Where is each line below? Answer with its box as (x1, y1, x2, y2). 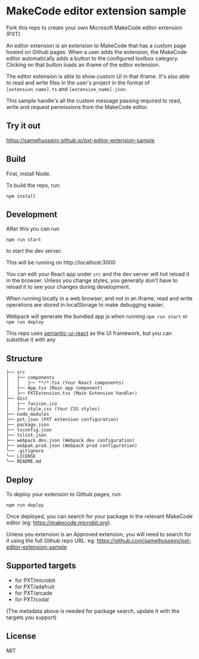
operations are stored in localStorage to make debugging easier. (6, 301, 164, 309)
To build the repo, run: (6, 182, 61, 189)
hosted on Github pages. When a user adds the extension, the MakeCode (6, 48, 187, 55)
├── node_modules (6, 412, 50, 418)
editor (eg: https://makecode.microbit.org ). (6, 519, 112, 526)
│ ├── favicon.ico (6, 401, 58, 407)
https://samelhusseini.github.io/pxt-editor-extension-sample (6, 137, 155, 144)
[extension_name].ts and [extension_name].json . (6, 85, 127, 92)
